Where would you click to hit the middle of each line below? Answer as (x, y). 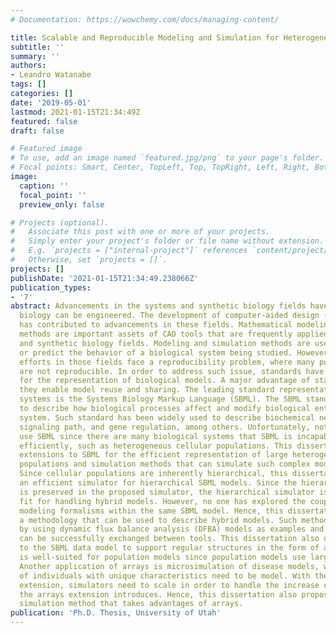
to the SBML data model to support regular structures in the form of (169, 548)
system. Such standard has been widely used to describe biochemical (167, 417)
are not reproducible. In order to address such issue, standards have (172, 371)
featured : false (44, 121)
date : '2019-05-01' (51, 102)
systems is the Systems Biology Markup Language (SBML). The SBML (160, 399)
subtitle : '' (37, 47)
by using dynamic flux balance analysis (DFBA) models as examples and (172, 529)
